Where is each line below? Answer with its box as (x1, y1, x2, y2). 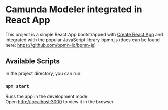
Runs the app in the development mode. (5, 93, 89, 100)
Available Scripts (5, 57, 60, 66)
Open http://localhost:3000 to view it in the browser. (5, 99, 115, 105)
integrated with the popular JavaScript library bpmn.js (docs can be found (5, 37, 160, 43)
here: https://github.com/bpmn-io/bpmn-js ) (5, 42, 96, 48)
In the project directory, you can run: (5, 70, 82, 76)
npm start (5, 83, 29, 89)
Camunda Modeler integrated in (5, 4, 142, 15)
